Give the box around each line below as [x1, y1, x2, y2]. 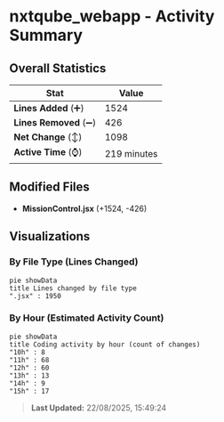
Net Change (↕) [13, 131, 83, 143]
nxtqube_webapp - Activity [9, 6, 215, 27]
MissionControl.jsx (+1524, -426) [21, 203, 148, 214]
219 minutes [104, 147, 158, 159]
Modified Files [9, 180, 91, 195]
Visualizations [9, 229, 91, 244]
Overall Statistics [9, 61, 107, 76]
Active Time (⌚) [13, 146, 83, 158]
